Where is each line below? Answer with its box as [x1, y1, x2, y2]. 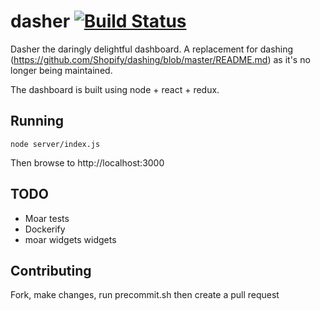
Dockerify [24, 223, 66, 235]
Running [10, 113, 65, 130]
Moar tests [24, 212, 70, 224]
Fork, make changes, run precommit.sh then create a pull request [10, 289, 280, 301]
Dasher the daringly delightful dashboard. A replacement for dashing [10, 43, 294, 55]
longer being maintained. [10, 64, 113, 76]
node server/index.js [10, 139, 101, 149]
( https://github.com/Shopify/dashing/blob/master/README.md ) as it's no [10, 53, 311, 65]
